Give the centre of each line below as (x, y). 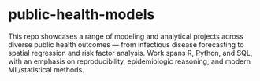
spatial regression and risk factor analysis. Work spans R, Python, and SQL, (130, 53)
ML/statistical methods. (46, 69)
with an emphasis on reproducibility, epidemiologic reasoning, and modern (129, 61)
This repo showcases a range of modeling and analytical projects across (126, 36)
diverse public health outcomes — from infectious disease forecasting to (126, 44)
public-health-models (82, 15)
